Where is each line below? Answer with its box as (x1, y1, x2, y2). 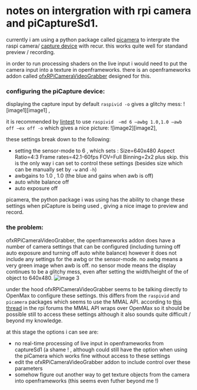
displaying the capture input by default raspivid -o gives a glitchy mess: (6, 101, 182, 108)
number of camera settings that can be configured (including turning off (6, 243, 181, 250)
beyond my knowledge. (6, 316, 63, 324)
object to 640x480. (6, 274, 53, 281)
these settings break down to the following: (6, 136, 111, 143)
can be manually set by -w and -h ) (14, 166, 97, 173)
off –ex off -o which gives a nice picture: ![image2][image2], (6, 125, 158, 132)
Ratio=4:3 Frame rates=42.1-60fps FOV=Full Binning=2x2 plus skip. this (14, 154, 189, 161)
